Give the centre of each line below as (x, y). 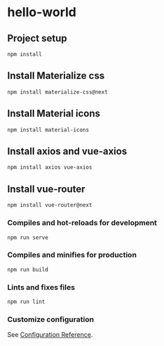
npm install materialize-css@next (58, 92)
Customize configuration (51, 319)
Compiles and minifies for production (72, 255)
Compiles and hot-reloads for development (82, 223)
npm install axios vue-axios (50, 167)
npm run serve (28, 237)
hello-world (42, 12)
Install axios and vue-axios (67, 152)
